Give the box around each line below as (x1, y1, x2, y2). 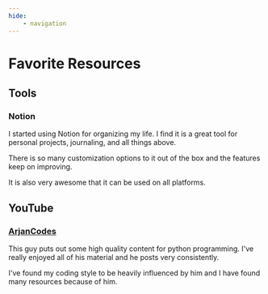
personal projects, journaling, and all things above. (8, 138, 176, 147)
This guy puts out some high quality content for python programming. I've (8, 244, 254, 254)
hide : (8, 11, 27, 20)
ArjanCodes (8, 225, 57, 236)
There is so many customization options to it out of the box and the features (8, 153, 261, 163)
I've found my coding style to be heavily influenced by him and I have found (8, 268, 261, 278)
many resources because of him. (8, 277, 118, 287)
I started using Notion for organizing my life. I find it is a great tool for (8, 129, 238, 138)
